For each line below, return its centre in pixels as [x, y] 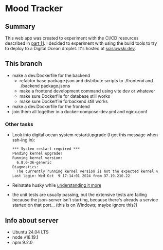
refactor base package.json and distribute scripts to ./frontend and [86, 80]
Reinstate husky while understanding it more [57, 185]
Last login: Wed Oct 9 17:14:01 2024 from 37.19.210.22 [71, 176]
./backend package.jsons [45, 86]
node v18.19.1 [25, 237]
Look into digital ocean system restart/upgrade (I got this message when [85, 135]
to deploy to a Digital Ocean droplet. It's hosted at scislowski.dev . [71, 48]
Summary [20, 27]
